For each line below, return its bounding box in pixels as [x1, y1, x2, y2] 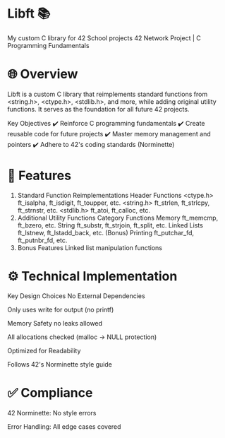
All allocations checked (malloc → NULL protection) [7, 333, 157, 341]
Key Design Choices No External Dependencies [7, 291, 146, 300]
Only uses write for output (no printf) [7, 305, 114, 314]
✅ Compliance [7, 384, 93, 401]
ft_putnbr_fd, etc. [17, 236, 68, 244]
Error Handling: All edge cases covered [7, 422, 121, 431]
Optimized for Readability [7, 346, 81, 355]
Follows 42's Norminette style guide [7, 360, 113, 368]
